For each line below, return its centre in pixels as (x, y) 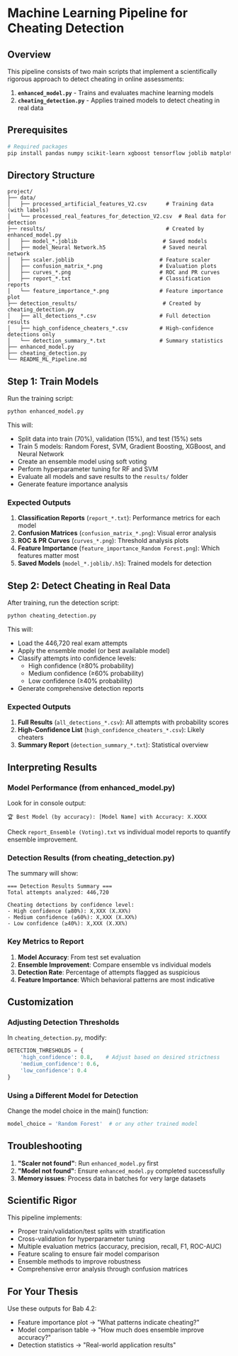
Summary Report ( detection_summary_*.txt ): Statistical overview (113, 745)
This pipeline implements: (45, 1217)
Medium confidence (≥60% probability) (86, 674)
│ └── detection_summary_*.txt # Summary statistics (115, 341)
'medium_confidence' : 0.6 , (60, 1064)
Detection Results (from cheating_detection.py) (91, 858)
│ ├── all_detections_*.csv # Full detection (109, 316)
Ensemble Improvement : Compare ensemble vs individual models (114, 964)
